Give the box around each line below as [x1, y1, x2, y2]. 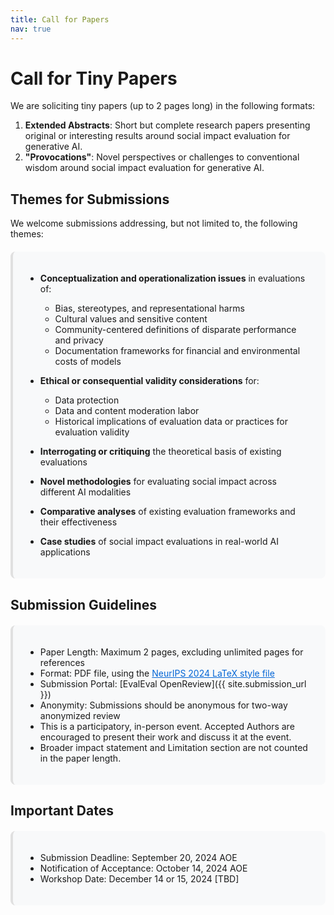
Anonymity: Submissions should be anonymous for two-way [39, 699, 288, 711]
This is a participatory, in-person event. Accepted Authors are [39, 720, 295, 732]
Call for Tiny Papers [10, 67, 178, 90]
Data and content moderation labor [54, 405, 200, 417]
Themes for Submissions [10, 191, 170, 208]
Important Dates [10, 802, 114, 820]
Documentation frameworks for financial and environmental [54, 345, 301, 357]
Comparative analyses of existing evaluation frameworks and [39, 506, 296, 518]
